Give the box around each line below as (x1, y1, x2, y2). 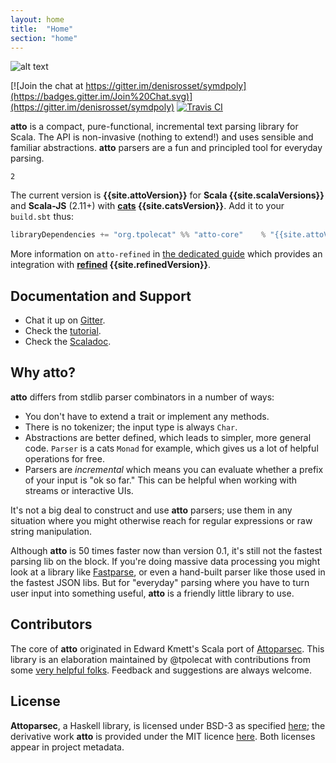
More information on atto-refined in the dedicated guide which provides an (10, 248, 323, 260)
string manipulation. (10, 525, 93, 537)
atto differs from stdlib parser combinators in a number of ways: (10, 391, 275, 403)
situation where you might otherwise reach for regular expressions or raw (10, 514, 313, 526)
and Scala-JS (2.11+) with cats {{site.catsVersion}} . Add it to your (10, 200, 285, 212)
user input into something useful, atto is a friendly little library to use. (10, 587, 295, 599)
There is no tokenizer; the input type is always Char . (24, 421, 238, 433)
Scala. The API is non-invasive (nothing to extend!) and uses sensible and (10, 131, 314, 143)
